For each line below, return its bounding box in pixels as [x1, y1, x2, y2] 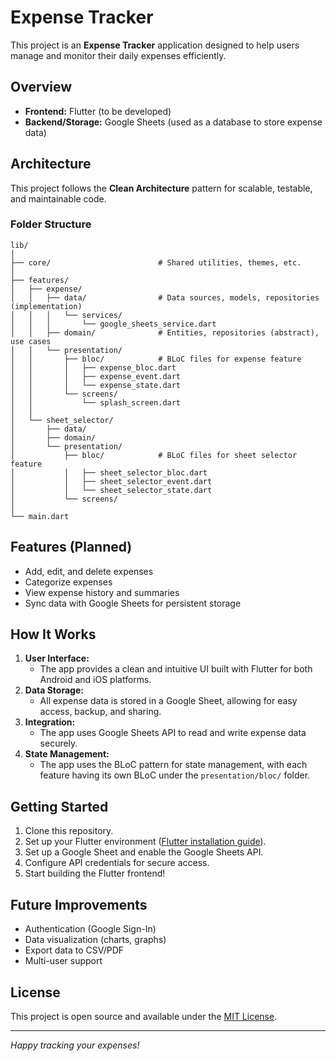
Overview [10, 79, 73, 96]
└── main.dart [10, 511, 70, 521]
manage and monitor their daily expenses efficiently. [10, 49, 227, 61]
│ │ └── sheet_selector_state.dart [10, 485, 213, 495]
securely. [39, 737, 78, 750]
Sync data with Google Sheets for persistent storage [24, 597, 242, 609]
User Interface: [24, 652, 90, 665]
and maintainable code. [10, 192, 107, 205]
